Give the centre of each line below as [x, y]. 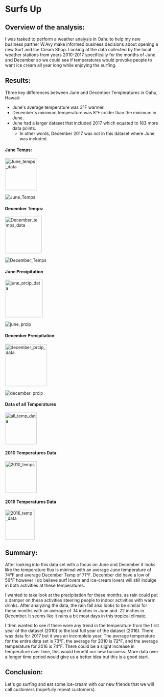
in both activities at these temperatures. [45, 586]
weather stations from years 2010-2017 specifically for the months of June [80, 55]
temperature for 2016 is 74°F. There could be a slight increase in [70, 646]
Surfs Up [23, 9]
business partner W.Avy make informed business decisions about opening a [82, 44]
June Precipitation [24, 271]
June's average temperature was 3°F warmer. [59, 107]
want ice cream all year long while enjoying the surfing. [61, 65]
